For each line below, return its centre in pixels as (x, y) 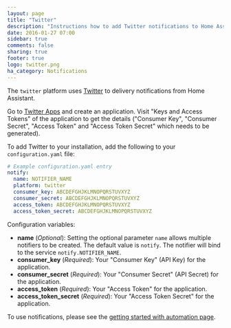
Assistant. (21, 98)
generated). (24, 133)
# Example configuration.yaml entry (59, 166)
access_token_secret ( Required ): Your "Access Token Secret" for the (115, 296)
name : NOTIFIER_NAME (43, 179)
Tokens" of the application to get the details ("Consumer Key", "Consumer (112, 118)
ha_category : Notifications (47, 71)
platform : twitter (40, 186)
